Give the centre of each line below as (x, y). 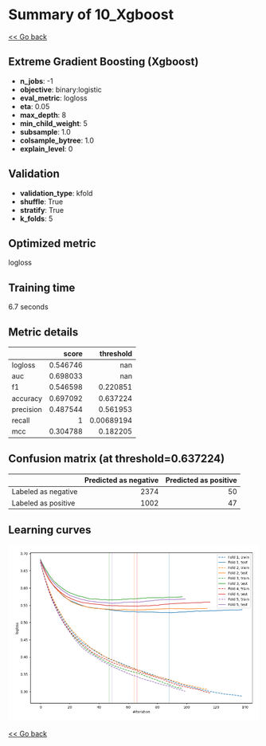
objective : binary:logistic (61, 89)
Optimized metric (53, 243)
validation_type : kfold (56, 193)
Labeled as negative (45, 492)
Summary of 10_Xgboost (91, 15)
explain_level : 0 (46, 148)
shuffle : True (41, 202)
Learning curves (50, 530)
